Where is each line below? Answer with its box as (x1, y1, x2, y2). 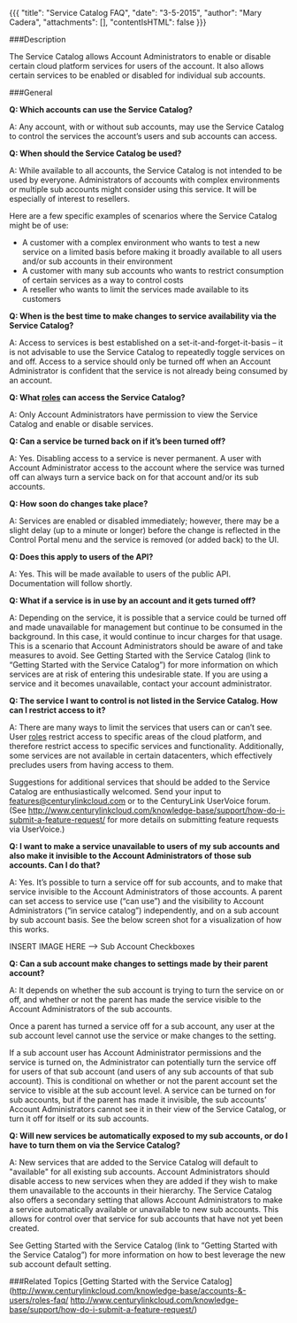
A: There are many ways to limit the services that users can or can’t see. (9, 722, 272, 732)
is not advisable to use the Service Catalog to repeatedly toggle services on (9, 347, 286, 357)
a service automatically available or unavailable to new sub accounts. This (9, 1204, 279, 1214)
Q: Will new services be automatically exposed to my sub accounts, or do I (9, 1131, 288, 1141)
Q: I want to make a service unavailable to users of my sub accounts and (9, 841, 280, 851)
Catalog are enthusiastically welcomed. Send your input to (9, 786, 222, 796)
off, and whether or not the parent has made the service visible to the (9, 994, 262, 1004)
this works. (9, 925, 49, 934)
